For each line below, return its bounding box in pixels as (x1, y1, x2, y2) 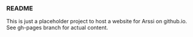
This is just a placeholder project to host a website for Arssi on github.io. (6, 18, 188, 25)
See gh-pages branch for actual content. (6, 24, 108, 31)
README (6, 4, 33, 13)
